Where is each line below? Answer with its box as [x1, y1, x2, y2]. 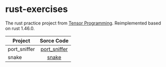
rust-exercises [5, 3, 68, 15]
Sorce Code [40, 37, 69, 44]
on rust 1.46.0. [5, 25, 35, 31]
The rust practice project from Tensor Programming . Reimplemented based [5, 20, 161, 26]
